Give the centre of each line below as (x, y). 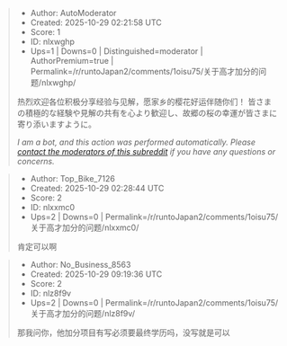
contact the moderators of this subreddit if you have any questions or (146, 151)
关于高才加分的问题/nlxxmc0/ (85, 227)
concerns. (36, 161)
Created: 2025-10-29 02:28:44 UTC (97, 188)
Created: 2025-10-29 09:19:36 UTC (96, 274)
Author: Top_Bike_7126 (73, 178)
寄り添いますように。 (56, 124)
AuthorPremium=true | (72, 61)
